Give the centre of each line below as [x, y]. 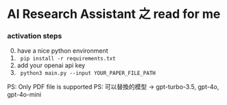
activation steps [35, 36]
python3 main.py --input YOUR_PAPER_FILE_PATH [88, 73]
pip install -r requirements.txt [68, 59]
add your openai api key [51, 65]
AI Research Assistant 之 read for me [114, 14]
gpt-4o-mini [24, 95]
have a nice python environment [62, 51]
